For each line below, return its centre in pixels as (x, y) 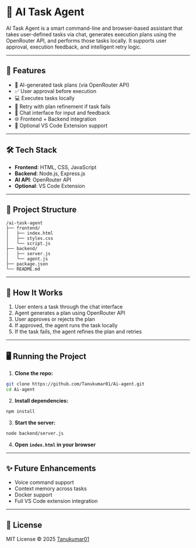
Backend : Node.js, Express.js (50, 173)
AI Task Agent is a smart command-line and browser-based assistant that (94, 28)
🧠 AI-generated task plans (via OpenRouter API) (72, 85)
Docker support (33, 495)
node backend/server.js (35, 433)
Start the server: (35, 422)
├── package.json (27, 264)
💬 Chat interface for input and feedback (62, 112)
